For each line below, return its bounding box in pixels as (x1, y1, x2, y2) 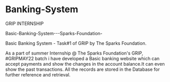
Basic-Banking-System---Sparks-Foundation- (5, 30, 103, 36)
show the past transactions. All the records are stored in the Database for (5, 66, 160, 72)
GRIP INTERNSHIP (5, 20, 44, 26)
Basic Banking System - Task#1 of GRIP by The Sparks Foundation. (5, 40, 147, 46)
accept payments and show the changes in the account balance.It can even (5, 61, 165, 67)
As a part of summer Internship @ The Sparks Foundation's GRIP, (5, 50, 143, 56)
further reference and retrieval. (5, 71, 71, 77)
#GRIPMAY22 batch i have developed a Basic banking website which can (5, 55, 160, 62)
